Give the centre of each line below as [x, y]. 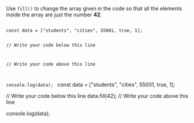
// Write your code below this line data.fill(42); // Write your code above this [97, 95]
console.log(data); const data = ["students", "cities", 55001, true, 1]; [91, 84]
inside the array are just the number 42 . [54, 15]
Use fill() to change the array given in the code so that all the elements [94, 8]
